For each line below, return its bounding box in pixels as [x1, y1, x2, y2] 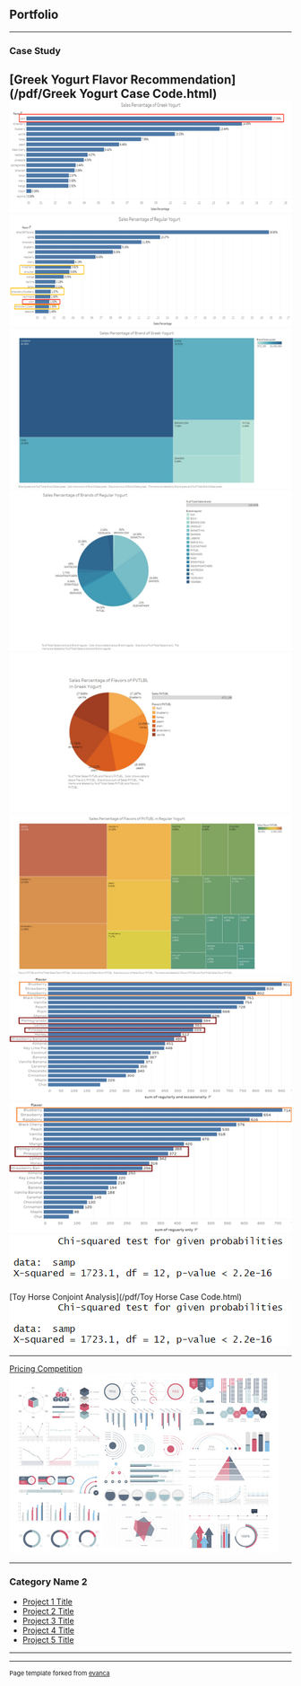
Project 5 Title [21, 1634, 74, 1645]
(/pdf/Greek [9, 86, 77, 102]
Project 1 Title [21, 1596, 73, 1607]
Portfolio [9, 7, 59, 22]
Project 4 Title [21, 1625, 74, 1636]
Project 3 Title [21, 1615, 74, 1626]
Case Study [9, 44, 61, 57]
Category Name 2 [9, 1576, 88, 1588]
